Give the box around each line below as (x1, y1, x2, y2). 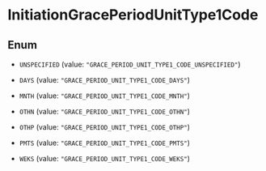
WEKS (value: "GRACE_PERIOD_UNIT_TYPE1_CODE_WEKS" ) (19, 154, 191, 163)
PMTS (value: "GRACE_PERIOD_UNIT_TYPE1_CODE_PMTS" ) (19, 138, 191, 147)
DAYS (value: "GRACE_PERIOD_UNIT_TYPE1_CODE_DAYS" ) (19, 75, 191, 84)
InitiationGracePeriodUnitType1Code (7, 6, 259, 24)
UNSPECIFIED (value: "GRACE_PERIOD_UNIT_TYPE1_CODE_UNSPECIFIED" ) (19, 59, 241, 69)
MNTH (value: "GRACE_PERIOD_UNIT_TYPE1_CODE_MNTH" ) (19, 91, 191, 100)
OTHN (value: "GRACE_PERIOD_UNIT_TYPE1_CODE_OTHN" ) (19, 107, 191, 116)
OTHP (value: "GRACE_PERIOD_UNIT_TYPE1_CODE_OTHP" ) (19, 122, 191, 131)
